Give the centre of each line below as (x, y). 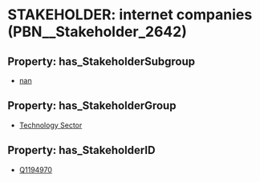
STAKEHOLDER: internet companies (130, 15)
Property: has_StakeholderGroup (92, 106)
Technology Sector (51, 125)
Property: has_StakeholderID (81, 150)
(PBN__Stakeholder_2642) (97, 32)
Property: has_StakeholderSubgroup (102, 61)
